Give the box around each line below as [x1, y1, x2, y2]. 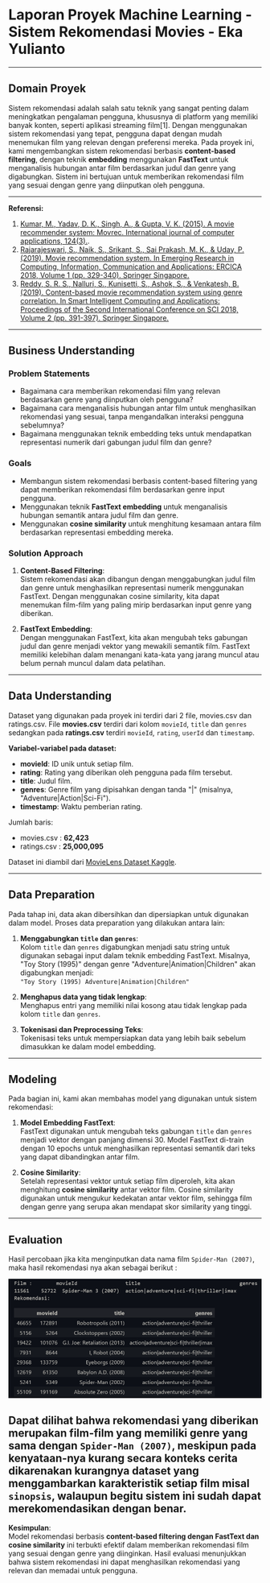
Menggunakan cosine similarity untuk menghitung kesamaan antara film [19, 519, 262, 528]
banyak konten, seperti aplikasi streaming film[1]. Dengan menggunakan [8, 120, 247, 130]
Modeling [8, 1073, 57, 1086]
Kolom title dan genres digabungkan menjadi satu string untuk [19, 942, 231, 952]
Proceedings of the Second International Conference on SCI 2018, [19, 304, 239, 314]
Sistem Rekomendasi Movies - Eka [8, 23, 243, 41]
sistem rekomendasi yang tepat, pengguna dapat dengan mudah [8, 129, 223, 138]
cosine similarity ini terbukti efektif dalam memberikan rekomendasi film [8, 1540, 249, 1550]
